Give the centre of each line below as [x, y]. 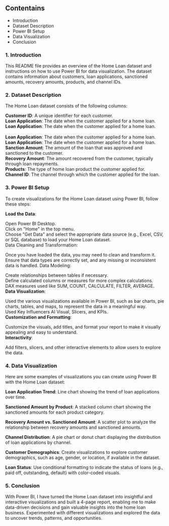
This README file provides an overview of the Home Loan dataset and [78, 66]
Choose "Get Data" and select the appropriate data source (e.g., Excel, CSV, [84, 234]
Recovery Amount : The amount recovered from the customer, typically [79, 159]
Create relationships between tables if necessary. [57, 275]
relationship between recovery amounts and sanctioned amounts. [73, 427]
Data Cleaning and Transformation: [42, 245]
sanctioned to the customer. [34, 153]
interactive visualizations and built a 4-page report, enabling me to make [81, 502]
